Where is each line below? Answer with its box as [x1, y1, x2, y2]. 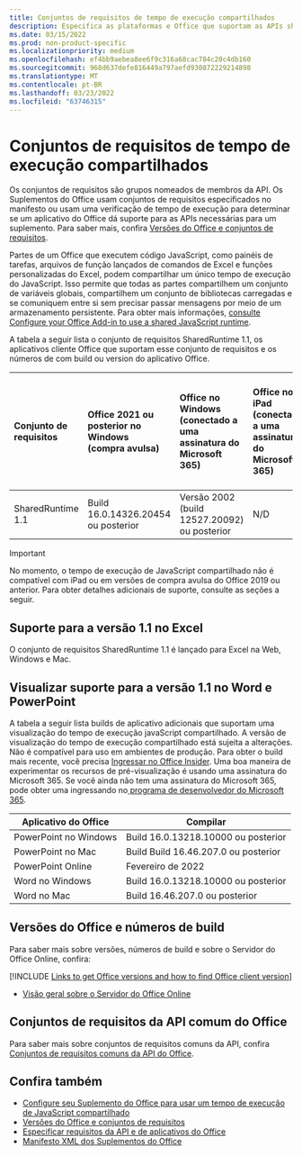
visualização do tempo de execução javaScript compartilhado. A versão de [9, 726, 287, 738]
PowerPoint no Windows [13, 830, 118, 843]
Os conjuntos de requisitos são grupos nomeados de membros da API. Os [9, 185, 283, 195]
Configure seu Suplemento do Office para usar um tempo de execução [22, 1097, 286, 1108]
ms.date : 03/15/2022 [9, 30, 87, 39]
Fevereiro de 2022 [125, 860, 205, 872]
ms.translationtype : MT [9, 72, 99, 81]
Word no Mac [13, 889, 71, 901]
